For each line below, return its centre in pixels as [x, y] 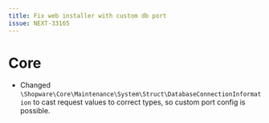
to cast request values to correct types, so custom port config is [139, 102]
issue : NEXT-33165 [39, 23]
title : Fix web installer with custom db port [88, 16]
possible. [35, 111]
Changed [35, 85]
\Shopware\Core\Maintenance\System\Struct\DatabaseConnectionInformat [141, 94]
